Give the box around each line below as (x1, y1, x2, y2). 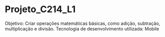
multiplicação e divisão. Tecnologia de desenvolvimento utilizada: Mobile (5, 25, 159, 31)
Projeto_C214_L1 (5, 4, 76, 15)
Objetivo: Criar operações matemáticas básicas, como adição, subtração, (5, 20, 160, 26)
